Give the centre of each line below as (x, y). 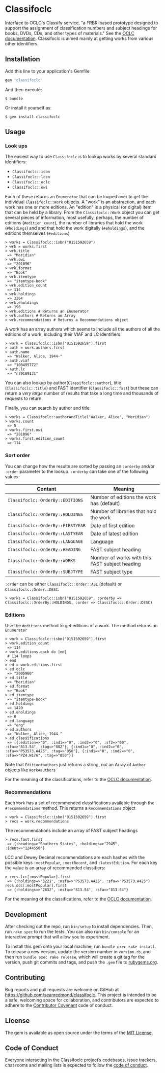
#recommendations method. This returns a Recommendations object (70, 808)
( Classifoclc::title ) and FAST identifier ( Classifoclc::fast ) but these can (82, 388)
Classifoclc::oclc (31, 182)
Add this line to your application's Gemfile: (48, 71)
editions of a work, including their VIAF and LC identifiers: (63, 334)
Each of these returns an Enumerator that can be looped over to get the (77, 197)
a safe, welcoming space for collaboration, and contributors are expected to (82, 1000)
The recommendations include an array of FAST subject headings (71, 831)
